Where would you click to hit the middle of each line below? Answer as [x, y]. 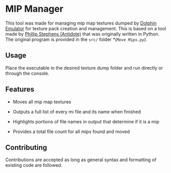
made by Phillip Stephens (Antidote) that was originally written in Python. [82, 34]
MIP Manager [34, 9]
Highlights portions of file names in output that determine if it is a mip [86, 121]
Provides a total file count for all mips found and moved [71, 132]
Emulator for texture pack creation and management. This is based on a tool [86, 28]
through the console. [27, 73]
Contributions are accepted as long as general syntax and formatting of [81, 160]
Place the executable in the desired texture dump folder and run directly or [84, 68]
